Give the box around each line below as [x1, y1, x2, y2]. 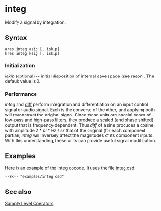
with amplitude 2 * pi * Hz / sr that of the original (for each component [5, 128, 146, 134]
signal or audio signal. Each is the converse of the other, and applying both [5, 107, 155, 113]
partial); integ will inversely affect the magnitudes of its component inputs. [5, 133, 154, 138]
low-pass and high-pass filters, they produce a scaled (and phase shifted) [5, 117, 154, 123]
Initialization [5, 62, 35, 69]
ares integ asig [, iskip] [5, 46, 60, 52]
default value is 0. [5, 78, 41, 84]
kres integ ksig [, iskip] [5, 51, 60, 56]
